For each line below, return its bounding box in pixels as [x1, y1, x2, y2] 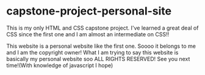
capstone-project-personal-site [6, 4, 172, 18]
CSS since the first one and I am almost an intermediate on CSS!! [6, 30, 170, 37]
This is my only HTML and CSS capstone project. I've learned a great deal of [6, 24, 199, 31]
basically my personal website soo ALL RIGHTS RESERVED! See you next [6, 55, 190, 62]
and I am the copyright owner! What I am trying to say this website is [6, 48, 179, 56]
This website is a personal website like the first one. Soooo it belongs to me [6, 42, 196, 50]
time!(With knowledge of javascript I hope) [6, 62, 113, 69]
